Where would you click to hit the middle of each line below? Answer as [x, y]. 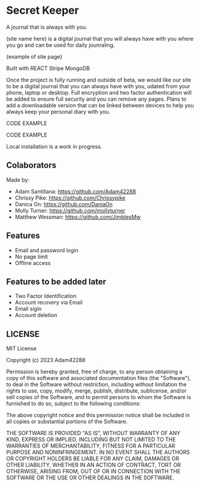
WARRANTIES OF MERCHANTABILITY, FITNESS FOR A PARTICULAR [91, 446]
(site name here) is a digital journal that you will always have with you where [100, 38]
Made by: [18, 180]
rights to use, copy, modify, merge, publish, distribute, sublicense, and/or [96, 391]
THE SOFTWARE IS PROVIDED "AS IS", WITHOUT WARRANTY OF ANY [93, 433]
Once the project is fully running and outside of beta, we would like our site [99, 80]
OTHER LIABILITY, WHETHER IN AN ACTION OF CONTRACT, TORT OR [93, 465]
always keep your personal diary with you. [58, 111]
